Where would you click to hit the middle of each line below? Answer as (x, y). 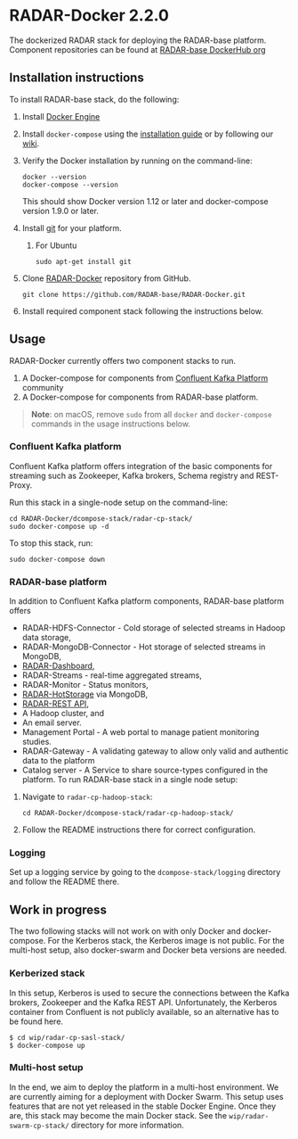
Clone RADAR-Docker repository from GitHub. (106, 278)
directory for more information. (127, 1125)
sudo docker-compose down (57, 559)
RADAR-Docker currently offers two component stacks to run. (122, 360)
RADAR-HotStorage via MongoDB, (85, 694)
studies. (36, 742)
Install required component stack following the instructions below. (143, 311)
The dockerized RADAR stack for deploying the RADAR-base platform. (138, 40)
